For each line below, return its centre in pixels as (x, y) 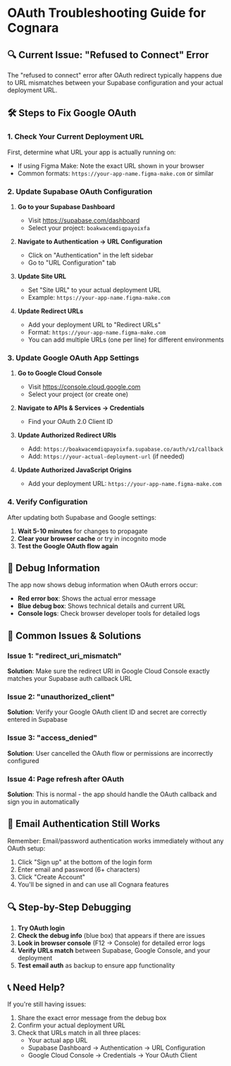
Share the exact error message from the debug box (92, 1018)
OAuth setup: (26, 848)
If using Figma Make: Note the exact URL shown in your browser (111, 165)
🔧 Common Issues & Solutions (74, 635)
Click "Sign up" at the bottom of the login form (85, 862)
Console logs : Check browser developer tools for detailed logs (109, 613)
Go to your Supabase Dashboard (66, 206)
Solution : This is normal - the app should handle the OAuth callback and (112, 794)
